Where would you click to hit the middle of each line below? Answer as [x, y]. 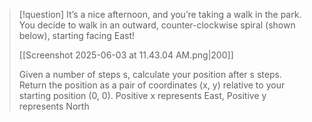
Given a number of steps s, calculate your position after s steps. [150, 74]
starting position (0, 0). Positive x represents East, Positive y [142, 95]
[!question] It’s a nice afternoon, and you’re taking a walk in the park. [160, 14]
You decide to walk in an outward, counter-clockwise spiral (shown [157, 25]
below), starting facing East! [77, 35]
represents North [54, 106]
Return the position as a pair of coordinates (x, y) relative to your [152, 85]
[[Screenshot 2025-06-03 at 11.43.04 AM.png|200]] [126, 55]
